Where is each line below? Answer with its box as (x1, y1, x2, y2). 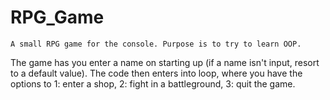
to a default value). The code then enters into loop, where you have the (10, 67, 303, 79)
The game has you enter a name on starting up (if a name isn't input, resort (10, 56, 320, 68)
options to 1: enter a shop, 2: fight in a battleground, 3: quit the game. (10, 77, 296, 90)
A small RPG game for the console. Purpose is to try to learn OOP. (10, 39, 302, 49)
